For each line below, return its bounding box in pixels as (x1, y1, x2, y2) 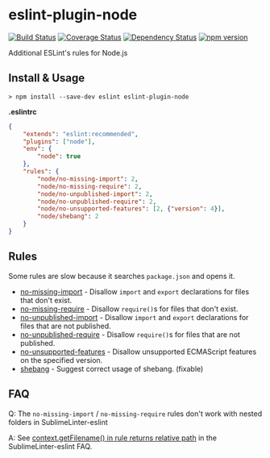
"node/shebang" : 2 (37, 212, 99, 221)
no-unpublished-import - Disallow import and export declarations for (19, 312, 249, 322)
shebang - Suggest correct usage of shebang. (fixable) (19, 364, 204, 373)
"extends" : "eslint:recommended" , (23, 130, 139, 138)
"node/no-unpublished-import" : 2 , (37, 189, 153, 198)
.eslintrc (8, 106, 37, 116)
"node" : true (37, 152, 81, 160)
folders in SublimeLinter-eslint (8, 417, 109, 427)
